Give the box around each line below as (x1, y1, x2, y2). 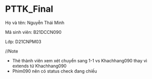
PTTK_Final (5, 3, 53, 15)
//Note (5, 48, 18, 54)
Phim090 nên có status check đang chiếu (12, 68, 97, 74)
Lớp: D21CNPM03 (5, 38, 41, 45)
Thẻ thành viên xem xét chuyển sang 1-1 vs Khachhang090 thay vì (12, 57, 147, 63)
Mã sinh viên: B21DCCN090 (5, 29, 62, 35)
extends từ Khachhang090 (12, 63, 67, 69)
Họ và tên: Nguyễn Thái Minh (5, 20, 65, 26)
